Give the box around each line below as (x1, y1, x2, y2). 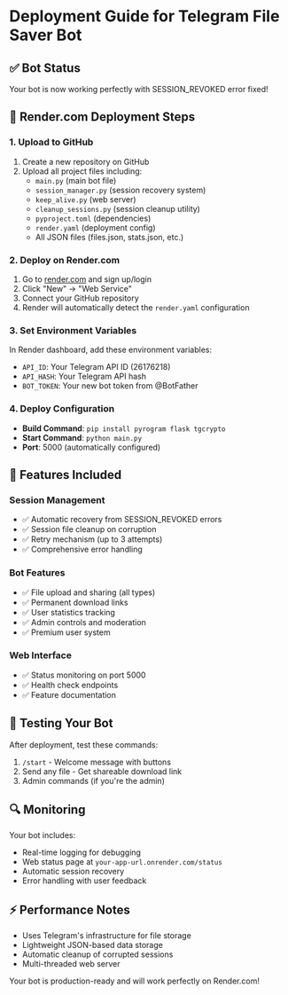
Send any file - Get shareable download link (21, 765, 183, 777)
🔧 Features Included (9, 467, 122, 482)
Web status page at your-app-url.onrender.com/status (21, 857, 223, 867)
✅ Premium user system (21, 627, 111, 638)
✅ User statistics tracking (21, 607, 115, 617)
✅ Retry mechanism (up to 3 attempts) (21, 534, 163, 545)
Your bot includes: (9, 830, 76, 841)
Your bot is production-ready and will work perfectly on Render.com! (9, 975, 260, 986)
